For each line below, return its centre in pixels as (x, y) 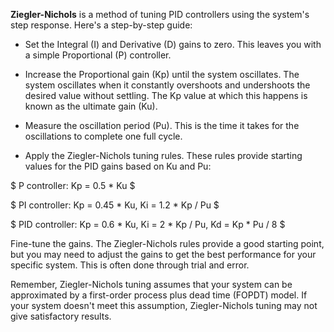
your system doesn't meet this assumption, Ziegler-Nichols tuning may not (164, 305)
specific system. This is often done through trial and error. (130, 265)
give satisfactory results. (61, 316)
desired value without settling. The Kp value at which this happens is (166, 95)
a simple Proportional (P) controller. (98, 55)
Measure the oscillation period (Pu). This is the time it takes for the (162, 125)
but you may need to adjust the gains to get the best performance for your (163, 254)
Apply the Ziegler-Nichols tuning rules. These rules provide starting (163, 155)
